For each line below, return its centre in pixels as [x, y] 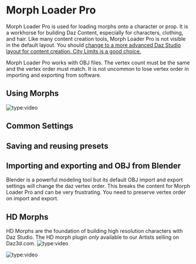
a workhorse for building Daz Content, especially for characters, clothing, [95, 32]
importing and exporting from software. [54, 75]
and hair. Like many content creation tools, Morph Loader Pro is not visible [96, 39]
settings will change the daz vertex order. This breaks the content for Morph [98, 186]
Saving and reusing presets [57, 146]
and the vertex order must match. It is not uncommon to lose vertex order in [98, 68]
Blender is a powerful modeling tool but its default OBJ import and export [94, 180]
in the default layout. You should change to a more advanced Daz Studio [94, 45]
